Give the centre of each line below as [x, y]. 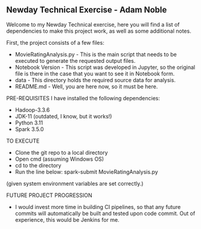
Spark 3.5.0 [29, 129]
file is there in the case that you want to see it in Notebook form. [95, 73]
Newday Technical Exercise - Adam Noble [87, 10]
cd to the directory [38, 165]
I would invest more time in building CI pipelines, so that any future [98, 207]
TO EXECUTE [23, 141]
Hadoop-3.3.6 [32, 110]
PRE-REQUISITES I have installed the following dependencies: [83, 98]
